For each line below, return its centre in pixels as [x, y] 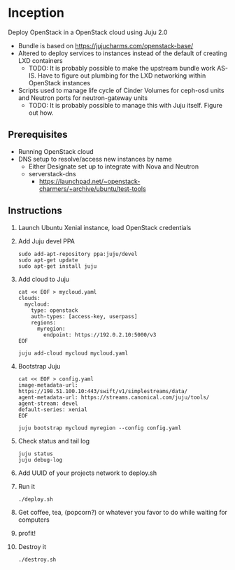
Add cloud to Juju [43, 279]
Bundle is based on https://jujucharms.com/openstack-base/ [106, 45]
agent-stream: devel [48, 404]
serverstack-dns [52, 173]
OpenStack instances [59, 83]
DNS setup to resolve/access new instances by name [95, 159]
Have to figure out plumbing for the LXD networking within [122, 76]
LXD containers [40, 60]
